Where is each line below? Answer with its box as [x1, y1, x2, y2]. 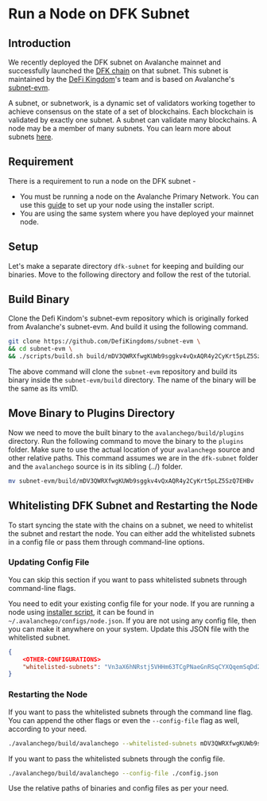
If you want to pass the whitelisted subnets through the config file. [8, 753, 225, 764]
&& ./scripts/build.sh [8, 352, 83, 360]
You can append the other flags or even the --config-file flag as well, [8, 715, 240, 725]
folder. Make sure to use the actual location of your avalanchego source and [8, 445, 255, 454]
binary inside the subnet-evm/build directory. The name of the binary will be [8, 375, 257, 385]
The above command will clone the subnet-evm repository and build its [8, 367, 238, 376]
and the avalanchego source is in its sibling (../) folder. [8, 461, 183, 471]
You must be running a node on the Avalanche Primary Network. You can [19, 192, 259, 201]
